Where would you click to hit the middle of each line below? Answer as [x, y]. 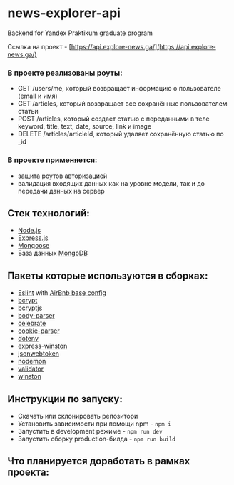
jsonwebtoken [38, 354]
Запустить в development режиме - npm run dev [90, 431]
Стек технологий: [49, 213]
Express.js [33, 238]
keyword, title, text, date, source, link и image [85, 126]
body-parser [36, 316]
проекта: [29, 472]
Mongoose [34, 246]
